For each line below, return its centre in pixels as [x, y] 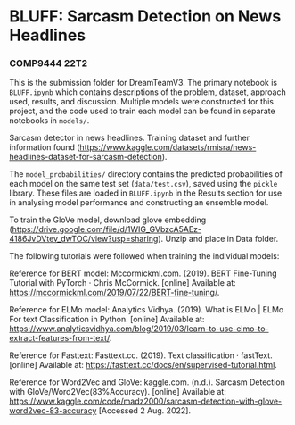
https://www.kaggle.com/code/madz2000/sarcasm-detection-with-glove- [146, 401]
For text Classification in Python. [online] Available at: [107, 320]
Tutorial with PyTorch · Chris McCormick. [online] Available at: [123, 283]
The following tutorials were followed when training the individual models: [144, 256]
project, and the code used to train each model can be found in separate [142, 111]
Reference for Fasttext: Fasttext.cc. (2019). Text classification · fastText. [141, 355]
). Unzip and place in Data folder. [218, 239]
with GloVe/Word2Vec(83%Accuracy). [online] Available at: [118, 392]
